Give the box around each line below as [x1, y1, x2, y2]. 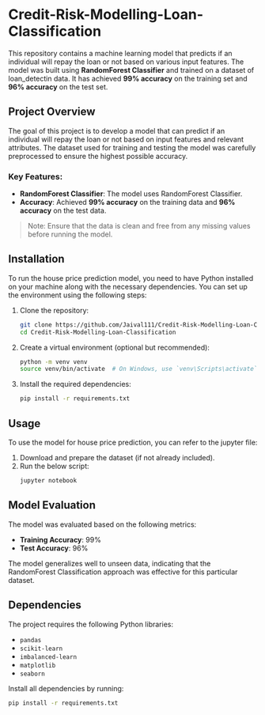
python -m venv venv [19, 357, 88, 365]
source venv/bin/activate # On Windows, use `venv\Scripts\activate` [19, 365, 258, 373]
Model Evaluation [8, 498, 97, 512]
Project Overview [8, 105, 96, 119]
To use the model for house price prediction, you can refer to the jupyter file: [8, 437, 258, 448]
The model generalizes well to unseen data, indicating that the [8, 558, 211, 568]
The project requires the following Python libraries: [8, 619, 174, 629]
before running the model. [27, 229, 113, 239]
